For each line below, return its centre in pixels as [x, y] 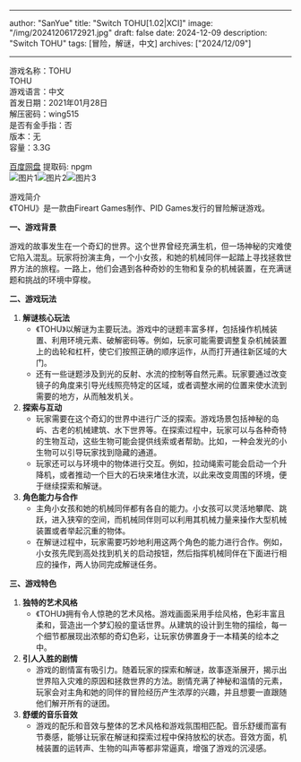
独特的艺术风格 [50, 602]
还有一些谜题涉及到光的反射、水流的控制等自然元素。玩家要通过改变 [161, 374]
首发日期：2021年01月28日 [59, 103]
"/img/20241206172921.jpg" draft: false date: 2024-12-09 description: [138, 33]
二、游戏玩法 [33, 299]
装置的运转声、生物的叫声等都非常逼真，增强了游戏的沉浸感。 [157, 748]
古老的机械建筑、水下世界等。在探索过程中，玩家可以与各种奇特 [169, 430]
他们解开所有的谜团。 [75, 703]
